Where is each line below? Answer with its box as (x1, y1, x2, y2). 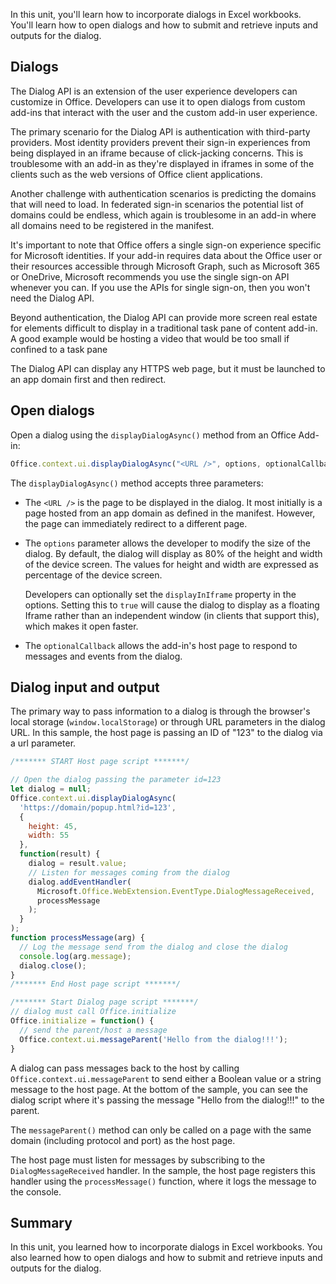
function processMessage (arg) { (10, 933, 145, 943)
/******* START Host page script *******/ (10, 757, 190, 767)
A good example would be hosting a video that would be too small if (10, 332, 290, 344)
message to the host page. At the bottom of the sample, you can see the (10, 1083, 308, 1095)
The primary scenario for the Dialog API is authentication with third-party (10, 125, 311, 138)
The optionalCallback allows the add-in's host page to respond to (24, 639, 298, 651)
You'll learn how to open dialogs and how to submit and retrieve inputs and (10, 19, 319, 31)
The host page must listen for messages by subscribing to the (10, 1154, 266, 1166)
